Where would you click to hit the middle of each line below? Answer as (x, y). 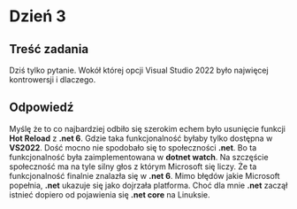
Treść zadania (49, 49)
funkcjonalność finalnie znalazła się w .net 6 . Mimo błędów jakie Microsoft (145, 175)
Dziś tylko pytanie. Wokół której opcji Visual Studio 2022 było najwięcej (139, 70)
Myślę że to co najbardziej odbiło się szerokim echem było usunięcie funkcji (147, 128)
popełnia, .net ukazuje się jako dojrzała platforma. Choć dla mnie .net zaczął (148, 185)
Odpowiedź (42, 108)
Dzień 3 (38, 16)
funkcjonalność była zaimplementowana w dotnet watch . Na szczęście (139, 157)
